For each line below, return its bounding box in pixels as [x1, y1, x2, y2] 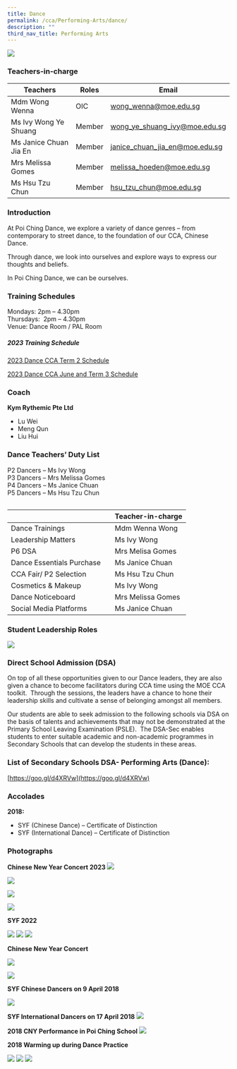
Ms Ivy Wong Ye [11, 117, 65, 127]
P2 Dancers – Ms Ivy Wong [7, 466, 86, 474]
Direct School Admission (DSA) [7, 658, 116, 668]
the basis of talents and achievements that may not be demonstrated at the [7, 718, 226, 726]
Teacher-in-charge [114, 511, 183, 521]
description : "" [7, 23, 55, 30]
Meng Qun [17, 425, 49, 433]
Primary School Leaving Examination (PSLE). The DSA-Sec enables [7, 725, 205, 734]
